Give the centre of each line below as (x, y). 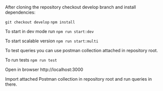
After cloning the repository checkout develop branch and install (71, 7)
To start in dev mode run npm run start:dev (49, 31)
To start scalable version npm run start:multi (52, 41)
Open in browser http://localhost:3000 (44, 69)
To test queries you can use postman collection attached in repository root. (81, 50)
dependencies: (20, 12)
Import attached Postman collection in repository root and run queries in (79, 79)
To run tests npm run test (31, 60)
